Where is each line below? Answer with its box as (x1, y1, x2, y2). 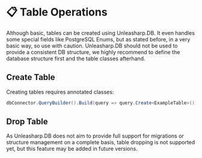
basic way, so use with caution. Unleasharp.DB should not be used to (6, 42, 178, 49)
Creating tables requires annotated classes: (6, 88, 114, 96)
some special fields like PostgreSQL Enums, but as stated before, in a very (6, 35, 191, 43)
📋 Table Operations (6, 5, 108, 19)
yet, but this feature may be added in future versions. (6, 145, 138, 153)
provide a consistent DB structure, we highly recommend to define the (6, 48, 180, 55)
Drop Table (6, 117, 48, 127)
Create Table (6, 72, 55, 82)
